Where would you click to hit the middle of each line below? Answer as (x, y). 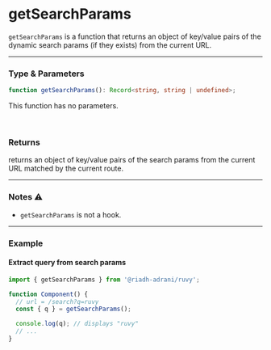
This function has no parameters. (63, 106)
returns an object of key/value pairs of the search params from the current (132, 160)
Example (26, 243)
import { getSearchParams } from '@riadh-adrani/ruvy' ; (104, 280)
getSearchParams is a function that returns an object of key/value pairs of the (135, 36)
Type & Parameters (46, 74)
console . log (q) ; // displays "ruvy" (77, 324)
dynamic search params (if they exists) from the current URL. (110, 44)
